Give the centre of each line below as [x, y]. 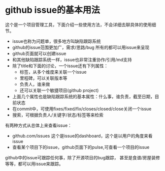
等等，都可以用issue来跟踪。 [34, 164]
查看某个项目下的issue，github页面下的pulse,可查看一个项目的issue [81, 147]
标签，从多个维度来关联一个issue [53, 72]
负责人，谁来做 [35, 84]
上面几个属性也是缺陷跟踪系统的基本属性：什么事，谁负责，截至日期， [83, 96]
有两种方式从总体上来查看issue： [39, 125]
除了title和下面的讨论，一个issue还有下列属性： [60, 66]
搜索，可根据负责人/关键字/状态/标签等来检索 [58, 115]
